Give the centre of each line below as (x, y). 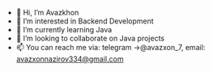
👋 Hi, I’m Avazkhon (47, 13)
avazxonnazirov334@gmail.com (70, 59)
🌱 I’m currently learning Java (64, 30)
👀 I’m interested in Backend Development (85, 21)
